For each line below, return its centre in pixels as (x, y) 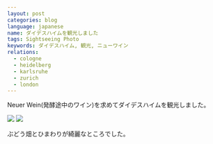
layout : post (26, 13)
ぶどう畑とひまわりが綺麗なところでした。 (68, 134)
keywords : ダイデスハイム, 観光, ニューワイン (68, 46)
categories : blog (32, 20)
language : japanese (35, 26)
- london (26, 84)
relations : (23, 53)
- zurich (26, 78)
